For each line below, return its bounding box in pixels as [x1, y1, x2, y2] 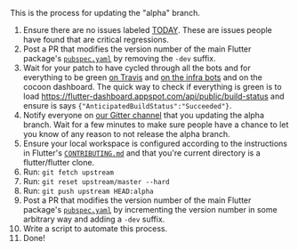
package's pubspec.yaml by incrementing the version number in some [22, 205, 278, 214]
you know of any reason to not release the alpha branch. [22, 129, 230, 139]
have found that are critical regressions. [22, 35, 170, 44]
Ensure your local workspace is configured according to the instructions [22, 138, 288, 149]
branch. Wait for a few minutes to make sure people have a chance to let [22, 119, 289, 130]
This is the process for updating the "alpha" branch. [10, 8, 201, 18]
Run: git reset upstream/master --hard [22, 176, 170, 186]
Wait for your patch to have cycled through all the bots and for [22, 62, 252, 73]
